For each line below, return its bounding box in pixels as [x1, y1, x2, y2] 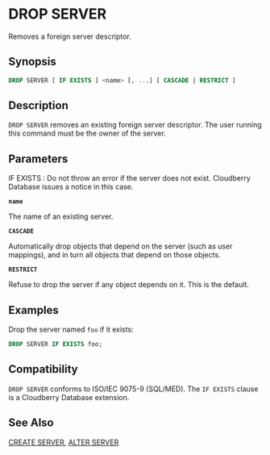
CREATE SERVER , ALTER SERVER [8, 437, 119, 447]
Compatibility [8, 362, 78, 376]
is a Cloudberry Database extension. [8, 392, 130, 402]
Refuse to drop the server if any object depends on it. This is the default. [8, 280, 250, 290]
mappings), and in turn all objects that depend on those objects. [8, 250, 221, 260]
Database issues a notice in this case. [8, 182, 134, 192]
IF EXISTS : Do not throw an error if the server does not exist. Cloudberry [8, 173, 251, 183]
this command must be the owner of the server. [8, 128, 167, 138]
